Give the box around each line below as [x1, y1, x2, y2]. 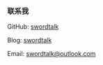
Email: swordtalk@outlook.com [7, 50, 96, 58]
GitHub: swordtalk [7, 22, 59, 31]
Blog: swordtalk [7, 36, 52, 45]
